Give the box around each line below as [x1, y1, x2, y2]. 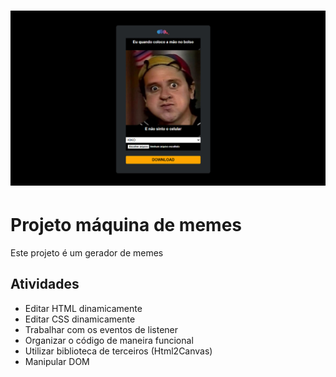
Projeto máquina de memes [10, 213, 242, 236]
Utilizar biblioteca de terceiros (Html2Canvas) [24, 345, 213, 357]
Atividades [10, 276, 80, 293]
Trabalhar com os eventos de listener [24, 323, 179, 335]
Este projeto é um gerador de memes [10, 246, 164, 259]
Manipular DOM [24, 355, 90, 367]
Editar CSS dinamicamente [24, 313, 136, 325]
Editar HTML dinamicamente [24, 302, 143, 314]
